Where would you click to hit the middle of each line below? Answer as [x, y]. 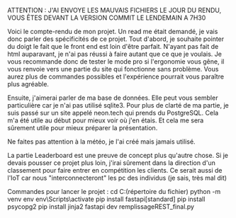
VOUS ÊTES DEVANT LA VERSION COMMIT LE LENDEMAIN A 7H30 [107, 18]
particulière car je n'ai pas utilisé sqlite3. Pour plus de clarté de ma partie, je [118, 105]
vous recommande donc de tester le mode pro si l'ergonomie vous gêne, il [116, 62]
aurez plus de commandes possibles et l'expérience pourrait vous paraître [116, 76]
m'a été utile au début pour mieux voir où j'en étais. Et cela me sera [106, 120]
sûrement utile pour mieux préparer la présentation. [83, 128]
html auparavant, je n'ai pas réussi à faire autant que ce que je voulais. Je [114, 54]
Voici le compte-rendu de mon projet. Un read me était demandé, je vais [113, 31]
